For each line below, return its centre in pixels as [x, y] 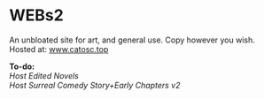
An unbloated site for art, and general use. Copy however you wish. [132, 40]
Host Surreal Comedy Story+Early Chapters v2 [95, 85]
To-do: [22, 66]
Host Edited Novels [44, 75]
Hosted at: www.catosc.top [59, 49]
